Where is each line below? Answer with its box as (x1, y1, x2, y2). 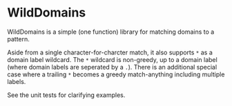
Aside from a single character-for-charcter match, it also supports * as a (7, 48, 213, 56)
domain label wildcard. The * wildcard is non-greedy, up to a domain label (7, 55, 217, 63)
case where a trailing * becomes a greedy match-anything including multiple (7, 70, 225, 78)
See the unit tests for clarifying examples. (7, 91, 126, 99)
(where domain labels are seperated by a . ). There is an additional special (7, 63, 217, 71)
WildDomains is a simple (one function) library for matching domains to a (7, 28, 215, 36)
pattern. (7, 34, 30, 43)
